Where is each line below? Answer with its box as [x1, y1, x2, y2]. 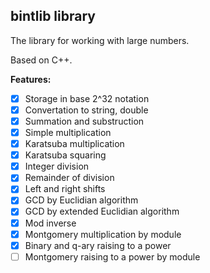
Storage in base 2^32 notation [24, 92, 150, 104]
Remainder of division [24, 172, 115, 184]
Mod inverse [24, 217, 77, 229]
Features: [10, 73, 52, 85]
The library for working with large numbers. [10, 34, 190, 46]
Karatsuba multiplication [24, 138, 125, 150]
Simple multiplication [24, 127, 112, 138]
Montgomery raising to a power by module [24, 250, 201, 263]
